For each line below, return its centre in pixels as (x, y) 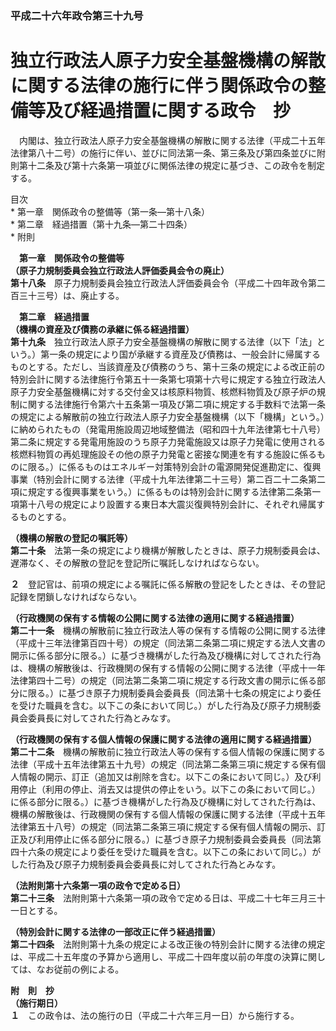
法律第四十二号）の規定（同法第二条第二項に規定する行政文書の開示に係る (163, 680)
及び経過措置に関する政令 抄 (168, 111)
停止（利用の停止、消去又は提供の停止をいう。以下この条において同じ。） (169, 789)
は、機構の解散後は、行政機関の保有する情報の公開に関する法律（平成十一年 (168, 668)
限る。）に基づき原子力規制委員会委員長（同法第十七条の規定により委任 (174, 693)
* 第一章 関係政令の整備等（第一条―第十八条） (110, 211)
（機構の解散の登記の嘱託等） (71, 538)
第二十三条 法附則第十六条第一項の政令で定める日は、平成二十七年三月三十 (168, 898)
